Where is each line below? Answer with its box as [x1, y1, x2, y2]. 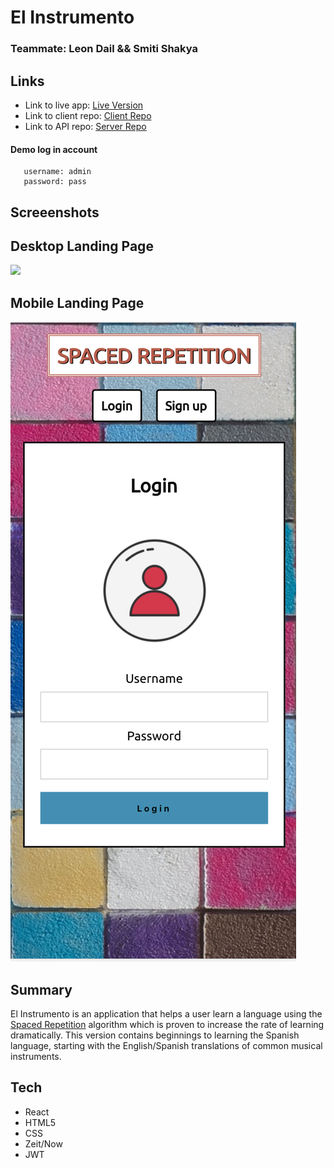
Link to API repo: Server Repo [24, 120, 147, 132]
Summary [10, 981, 73, 998]
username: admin [23, 167, 92, 177]
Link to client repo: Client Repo [24, 109, 152, 121]
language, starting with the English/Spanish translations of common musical [10, 1039, 323, 1051]
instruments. [10, 1050, 62, 1062]
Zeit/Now [24, 1137, 63, 1150]
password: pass [23, 177, 87, 187]
